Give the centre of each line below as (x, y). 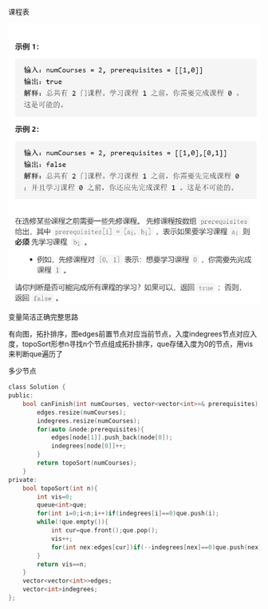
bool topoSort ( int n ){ (60, 488)
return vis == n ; (62, 564)
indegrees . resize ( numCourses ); (89, 421)
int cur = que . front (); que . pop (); (104, 531)
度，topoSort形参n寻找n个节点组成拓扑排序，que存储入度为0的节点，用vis (131, 344)
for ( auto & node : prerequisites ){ (91, 429)
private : (23, 480)
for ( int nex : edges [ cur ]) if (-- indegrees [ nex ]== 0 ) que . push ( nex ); (158, 547)
